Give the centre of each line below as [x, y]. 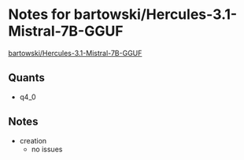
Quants [26, 78]
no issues [47, 149]
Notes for [39, 15]
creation [33, 140]
